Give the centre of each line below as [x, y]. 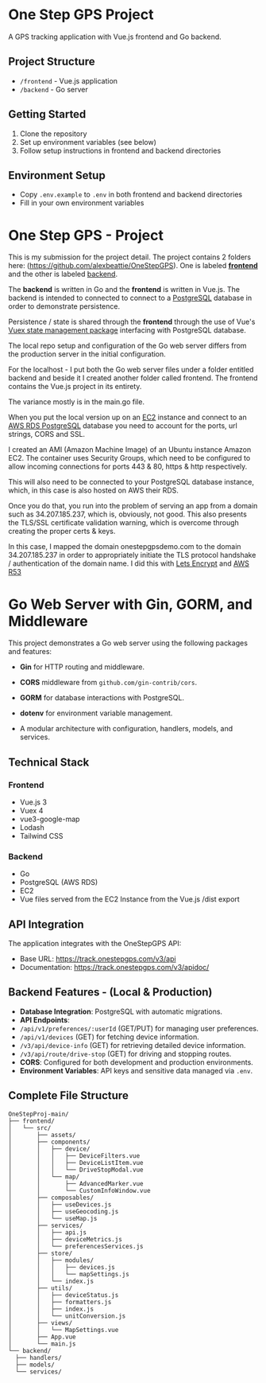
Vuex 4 [31, 810]
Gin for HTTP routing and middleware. [82, 667]
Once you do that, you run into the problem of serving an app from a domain [133, 506]
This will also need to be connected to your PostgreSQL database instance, [131, 482]
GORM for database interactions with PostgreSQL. [102, 698]
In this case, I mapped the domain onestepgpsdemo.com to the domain [125, 547]
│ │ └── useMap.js [53, 1218]
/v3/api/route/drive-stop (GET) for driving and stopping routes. [125, 1054]
